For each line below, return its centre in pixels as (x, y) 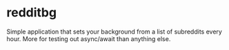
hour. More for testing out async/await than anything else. (89, 38)
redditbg (31, 13)
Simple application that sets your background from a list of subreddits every (114, 32)
